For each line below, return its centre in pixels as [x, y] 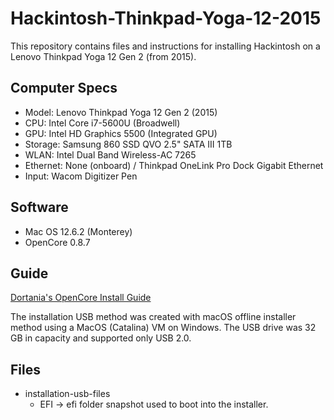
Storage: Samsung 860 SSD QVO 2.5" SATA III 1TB [128, 144]
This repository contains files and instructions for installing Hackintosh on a [165, 46]
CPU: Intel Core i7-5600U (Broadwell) [102, 123]
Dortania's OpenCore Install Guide [81, 298]
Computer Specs [64, 88]
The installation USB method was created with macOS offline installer [153, 317]
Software [39, 207]
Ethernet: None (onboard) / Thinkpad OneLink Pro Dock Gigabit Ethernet [174, 165]
